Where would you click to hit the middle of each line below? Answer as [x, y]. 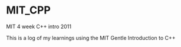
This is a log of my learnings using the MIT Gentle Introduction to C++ [91, 38]
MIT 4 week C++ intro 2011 [39, 26]
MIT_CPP [29, 10]
